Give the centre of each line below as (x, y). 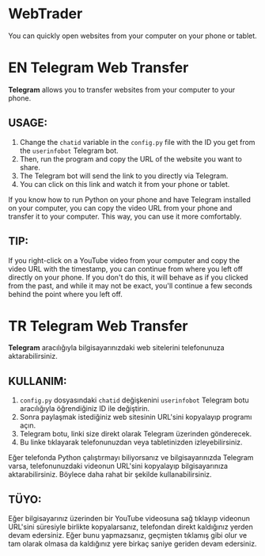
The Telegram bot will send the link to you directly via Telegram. (124, 176)
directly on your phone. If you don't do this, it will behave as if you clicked (128, 277)
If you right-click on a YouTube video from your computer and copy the (124, 260)
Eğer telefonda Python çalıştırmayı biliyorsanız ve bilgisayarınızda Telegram (131, 458)
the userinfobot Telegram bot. (69, 150)
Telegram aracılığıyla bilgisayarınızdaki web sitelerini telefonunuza (116, 348)
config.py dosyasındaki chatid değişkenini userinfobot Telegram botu (134, 400)
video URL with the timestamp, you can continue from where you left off (126, 268)
